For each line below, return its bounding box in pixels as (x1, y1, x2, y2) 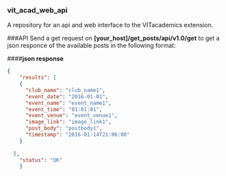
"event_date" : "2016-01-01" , (25, 93, 109, 100)
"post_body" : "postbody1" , (25, 125, 103, 132)
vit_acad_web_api (7, 5, 68, 15)
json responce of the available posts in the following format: (7, 42, 176, 50)
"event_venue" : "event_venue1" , (25, 112, 118, 119)
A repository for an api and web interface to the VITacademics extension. (7, 21, 214, 29)
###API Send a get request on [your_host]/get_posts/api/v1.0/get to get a (7, 34, 221, 42)
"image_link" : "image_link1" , (25, 119, 112, 126)
